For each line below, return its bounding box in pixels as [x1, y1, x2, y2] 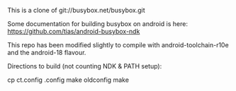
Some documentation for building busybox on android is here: [7, 20, 188, 28]
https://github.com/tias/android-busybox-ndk [7, 28, 140, 35]
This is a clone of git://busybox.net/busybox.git [7, 6, 145, 14]
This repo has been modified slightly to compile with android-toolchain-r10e [7, 41, 229, 49]
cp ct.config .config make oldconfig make [7, 75, 130, 84]
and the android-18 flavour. [7, 49, 86, 56]
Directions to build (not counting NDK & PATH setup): [7, 62, 162, 70]
